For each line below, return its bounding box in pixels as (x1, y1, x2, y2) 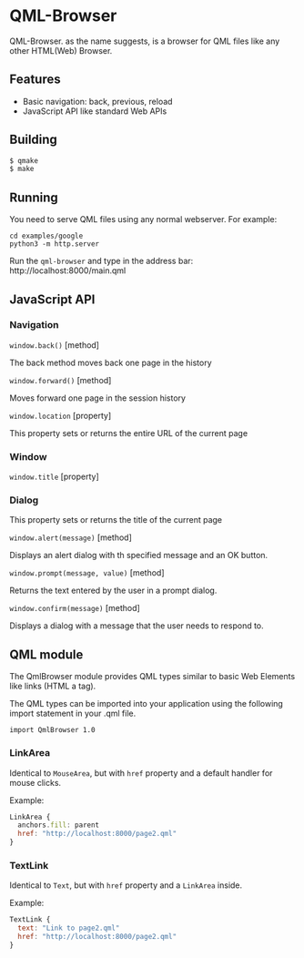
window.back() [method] (9, 339, 100, 351)
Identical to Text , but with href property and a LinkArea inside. (9, 880, 243, 891)
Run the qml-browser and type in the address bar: (9, 256, 194, 267)
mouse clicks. (9, 777, 62, 788)
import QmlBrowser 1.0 (9, 726, 96, 735)
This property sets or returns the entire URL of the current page (9, 427, 248, 438)
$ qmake (9, 156, 39, 165)
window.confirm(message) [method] (9, 603, 141, 614)
